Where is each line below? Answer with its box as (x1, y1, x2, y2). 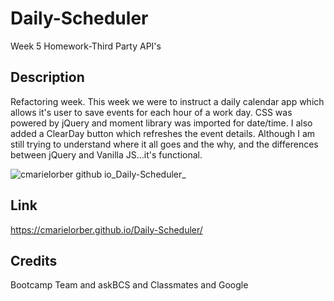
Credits (10, 252, 58, 269)
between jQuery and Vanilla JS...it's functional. (10, 148, 203, 161)
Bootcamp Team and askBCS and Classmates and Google (10, 279, 249, 291)
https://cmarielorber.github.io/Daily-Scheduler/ (10, 223, 203, 236)
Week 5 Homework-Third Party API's (10, 40, 162, 52)
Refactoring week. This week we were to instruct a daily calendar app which (10, 95, 325, 107)
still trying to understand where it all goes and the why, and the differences (10, 138, 319, 150)
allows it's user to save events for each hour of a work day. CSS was (10, 106, 293, 118)
